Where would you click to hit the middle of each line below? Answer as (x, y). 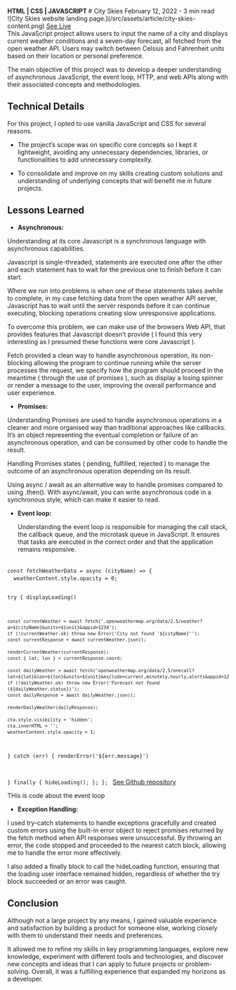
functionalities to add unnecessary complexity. (85, 159)
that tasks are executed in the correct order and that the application (115, 542)
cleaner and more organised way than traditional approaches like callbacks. (117, 427)
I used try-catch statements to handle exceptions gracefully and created (112, 823)
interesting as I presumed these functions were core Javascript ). (101, 341)
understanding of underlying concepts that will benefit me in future (114, 180)
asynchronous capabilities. (46, 248)
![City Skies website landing (47, 18)
